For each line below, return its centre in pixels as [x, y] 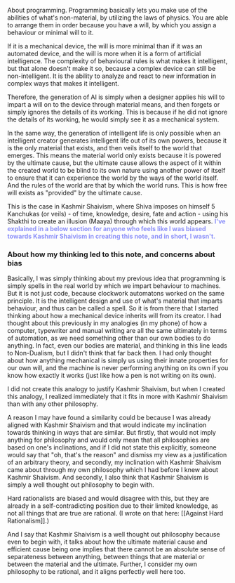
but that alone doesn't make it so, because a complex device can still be [112, 68]
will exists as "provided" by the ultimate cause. [75, 193]
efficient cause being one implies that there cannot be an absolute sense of [116, 549]
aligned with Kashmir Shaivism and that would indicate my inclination [107, 425]
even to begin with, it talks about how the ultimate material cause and [108, 542]
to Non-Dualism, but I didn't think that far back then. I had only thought [109, 353]
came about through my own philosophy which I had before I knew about [113, 470]
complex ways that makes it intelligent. [63, 83]
